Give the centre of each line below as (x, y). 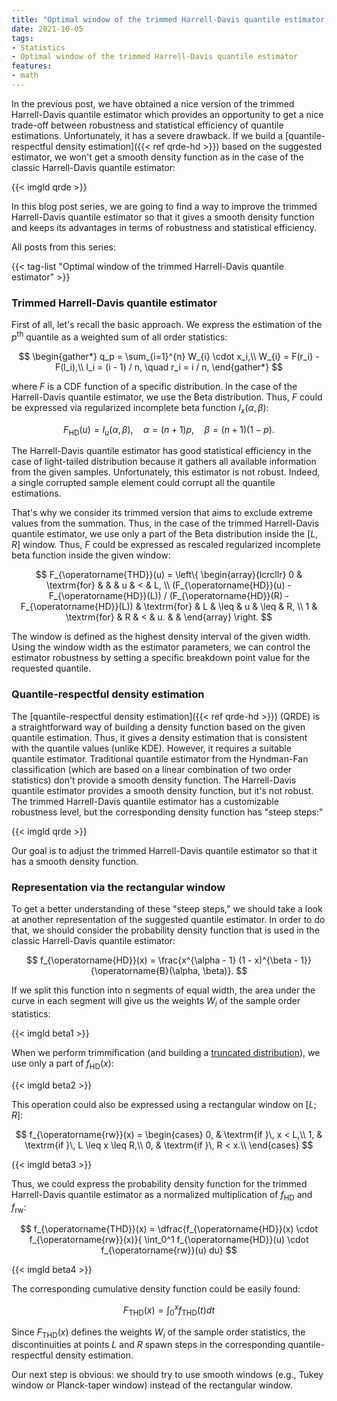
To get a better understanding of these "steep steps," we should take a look (167, 909)
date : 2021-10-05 (47, 29)
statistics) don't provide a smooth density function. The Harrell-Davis (154, 780)
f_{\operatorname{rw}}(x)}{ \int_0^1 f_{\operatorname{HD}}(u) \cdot (169, 1240)
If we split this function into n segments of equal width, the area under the (163, 990)
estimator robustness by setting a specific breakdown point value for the (161, 658)
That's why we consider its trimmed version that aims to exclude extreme (162, 513)
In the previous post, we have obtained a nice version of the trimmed (153, 103)
